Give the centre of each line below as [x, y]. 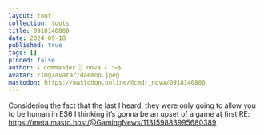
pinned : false [32, 61]
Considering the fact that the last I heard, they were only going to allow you [132, 105]
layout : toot [30, 16]
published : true [35, 46]
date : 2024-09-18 [37, 38]
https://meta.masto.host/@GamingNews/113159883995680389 [112, 122]
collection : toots [39, 23]
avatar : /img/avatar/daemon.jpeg [64, 75]
